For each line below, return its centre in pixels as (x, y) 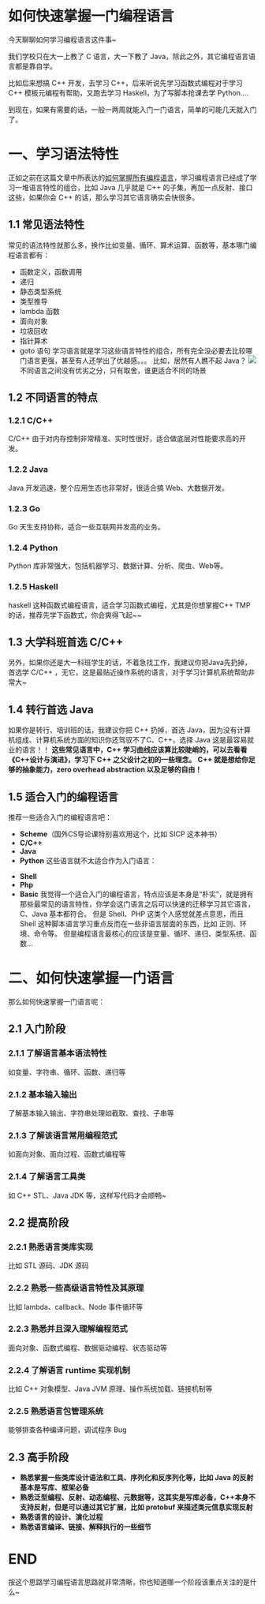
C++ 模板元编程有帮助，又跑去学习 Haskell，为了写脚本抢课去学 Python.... (129, 92)
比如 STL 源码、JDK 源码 (49, 1266)
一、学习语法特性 (64, 154)
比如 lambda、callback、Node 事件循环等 (76, 1307)
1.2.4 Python (33, 548)
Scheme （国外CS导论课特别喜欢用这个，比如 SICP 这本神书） (121, 834)
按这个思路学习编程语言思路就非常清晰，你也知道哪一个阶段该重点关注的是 (129, 1582)
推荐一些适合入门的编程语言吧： (60, 817)
